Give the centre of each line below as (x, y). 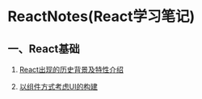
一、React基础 (44, 49)
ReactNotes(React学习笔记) (101, 16)
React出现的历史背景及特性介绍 (72, 70)
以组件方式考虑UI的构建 (58, 87)
